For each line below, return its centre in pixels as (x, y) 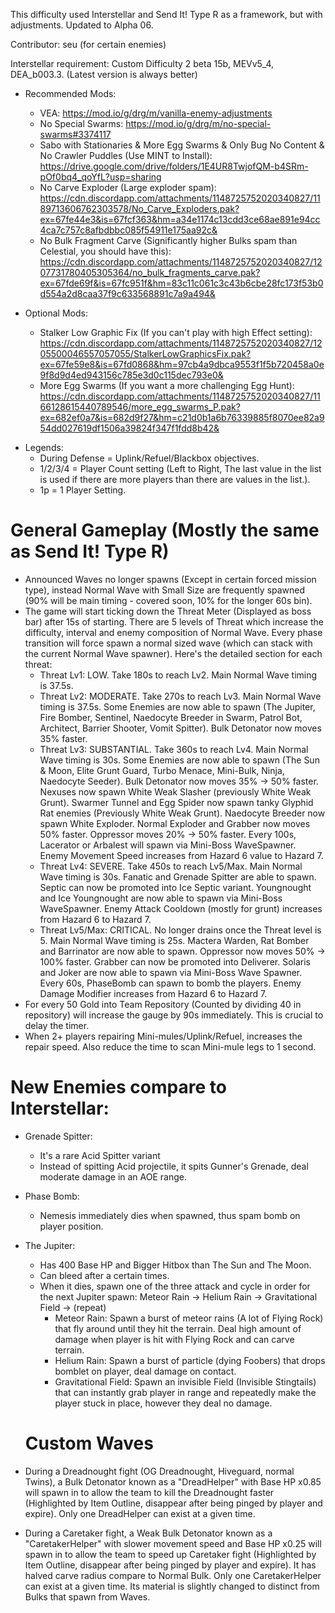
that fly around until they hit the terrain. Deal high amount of (178, 1328)
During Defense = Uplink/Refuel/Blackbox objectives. (149, 458)
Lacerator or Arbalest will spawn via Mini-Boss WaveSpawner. (168, 845)
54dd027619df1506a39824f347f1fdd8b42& (129, 428)
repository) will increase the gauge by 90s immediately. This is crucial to (174, 1015)
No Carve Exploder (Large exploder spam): (128, 187)
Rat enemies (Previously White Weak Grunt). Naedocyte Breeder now (182, 813)
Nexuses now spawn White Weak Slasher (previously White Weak (175, 791)
